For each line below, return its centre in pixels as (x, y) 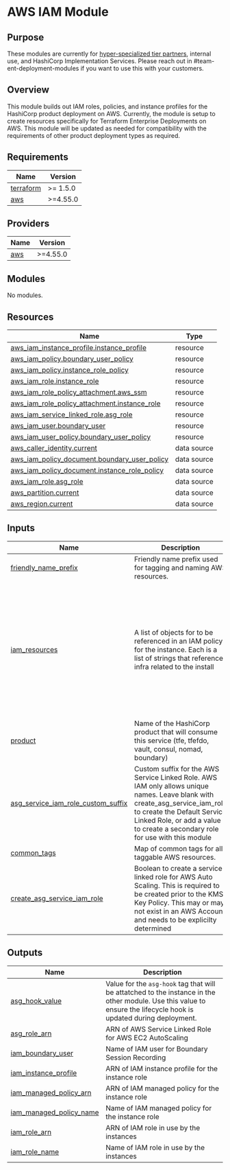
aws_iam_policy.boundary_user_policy (72, 359)
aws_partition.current (45, 493)
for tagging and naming (172, 568)
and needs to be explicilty (176, 920)
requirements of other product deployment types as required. (93, 135)
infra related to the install (174, 667)
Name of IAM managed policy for (159, 1108)
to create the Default (167, 812)
